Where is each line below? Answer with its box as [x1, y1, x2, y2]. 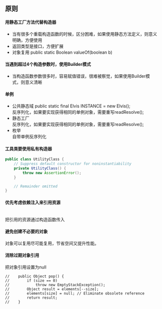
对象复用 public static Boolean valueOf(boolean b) [12, 49, 113, 55]
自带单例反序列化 [12, 134, 47, 139]
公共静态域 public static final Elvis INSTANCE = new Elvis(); [12, 103, 130, 109]
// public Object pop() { [5, 274, 64, 279]
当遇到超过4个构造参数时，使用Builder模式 [5, 62, 91, 67]
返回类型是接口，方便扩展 [12, 43, 64, 49]
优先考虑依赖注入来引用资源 [5, 199, 61, 205]
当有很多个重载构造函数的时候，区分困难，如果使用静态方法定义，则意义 [12, 31, 157, 37]
